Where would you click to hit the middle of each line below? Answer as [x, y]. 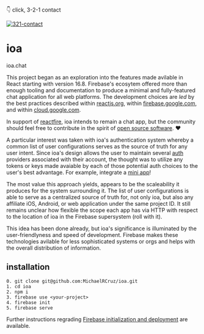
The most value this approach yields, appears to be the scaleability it [93, 184]
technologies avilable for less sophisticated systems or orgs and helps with [101, 241]
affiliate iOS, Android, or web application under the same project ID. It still [98, 203]
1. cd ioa [19, 286]
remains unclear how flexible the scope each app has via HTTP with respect [102, 210]
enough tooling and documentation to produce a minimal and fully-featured [101, 90]
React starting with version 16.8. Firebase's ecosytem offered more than [97, 84]
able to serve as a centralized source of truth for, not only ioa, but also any [100, 197]
